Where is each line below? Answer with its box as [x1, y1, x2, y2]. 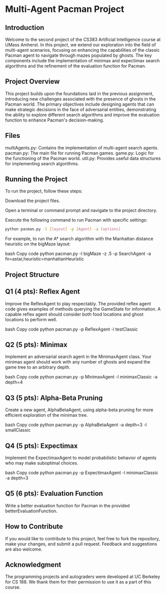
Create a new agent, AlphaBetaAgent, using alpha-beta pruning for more [5, 407, 154, 413]
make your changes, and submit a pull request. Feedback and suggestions [5, 541, 158, 547]
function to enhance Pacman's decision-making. [5, 117, 104, 123]
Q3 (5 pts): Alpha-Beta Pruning [5, 393, 103, 402]
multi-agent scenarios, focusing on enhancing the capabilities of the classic [5, 47, 160, 53]
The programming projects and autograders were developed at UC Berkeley [5, 574, 161, 580]
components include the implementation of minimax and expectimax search [5, 58, 160, 63]
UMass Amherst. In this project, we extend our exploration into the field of [5, 42, 156, 48]
